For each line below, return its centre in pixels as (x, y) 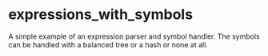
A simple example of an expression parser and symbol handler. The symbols (134, 36)
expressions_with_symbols (101, 15)
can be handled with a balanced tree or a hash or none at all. (108, 44)
